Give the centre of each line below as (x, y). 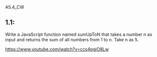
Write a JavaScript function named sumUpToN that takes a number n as (79, 34)
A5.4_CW (15, 7)
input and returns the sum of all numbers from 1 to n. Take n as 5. (72, 39)
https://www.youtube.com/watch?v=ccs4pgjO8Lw (57, 49)
